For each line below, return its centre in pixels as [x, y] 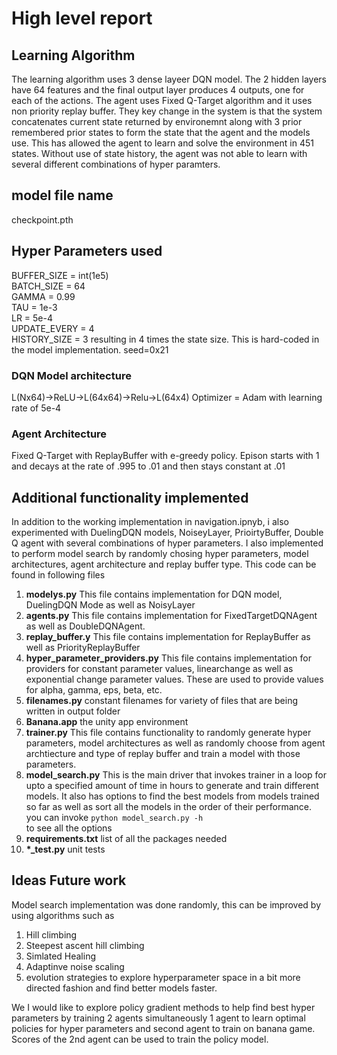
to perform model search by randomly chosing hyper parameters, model [160, 554]
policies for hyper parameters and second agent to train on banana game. [163, 1028]
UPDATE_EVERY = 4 [53, 328]
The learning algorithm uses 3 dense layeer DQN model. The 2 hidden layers [169, 79]
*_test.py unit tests [65, 849]
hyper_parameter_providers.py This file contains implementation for [169, 658]
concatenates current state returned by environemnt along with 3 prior [157, 121]
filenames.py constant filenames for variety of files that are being [162, 701]
